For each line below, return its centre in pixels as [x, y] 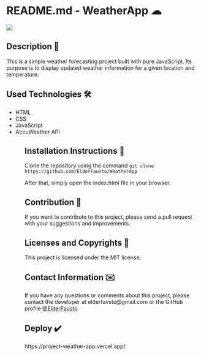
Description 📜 [33, 47]
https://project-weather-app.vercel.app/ [75, 346]
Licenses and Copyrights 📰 [77, 243]
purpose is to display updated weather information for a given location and [100, 67]
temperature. [23, 74]
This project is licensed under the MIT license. [83, 257]
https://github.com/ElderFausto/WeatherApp [81, 172]
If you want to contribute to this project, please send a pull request [108, 217]
